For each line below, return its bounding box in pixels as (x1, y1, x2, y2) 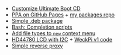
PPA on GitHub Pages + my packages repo (11, 11, 115, 18)
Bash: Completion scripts (11, 23, 72, 30)
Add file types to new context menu (11, 30, 95, 37)
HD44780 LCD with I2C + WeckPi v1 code (11, 36, 113, 43)
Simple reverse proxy (11, 42, 63, 49)
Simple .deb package (11, 18, 63, 24)
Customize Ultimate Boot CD (11, 5, 81, 12)
